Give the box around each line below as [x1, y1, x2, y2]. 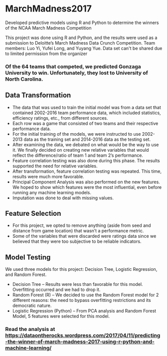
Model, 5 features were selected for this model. [12, 313, 110, 319]
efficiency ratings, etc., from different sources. [12, 115, 108, 121]
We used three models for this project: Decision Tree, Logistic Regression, [5, 266, 158, 272]
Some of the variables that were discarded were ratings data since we [12, 233, 157, 239]
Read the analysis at [5, 326, 55, 333]
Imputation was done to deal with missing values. [12, 195, 114, 201]
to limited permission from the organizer [5, 51, 88, 57]
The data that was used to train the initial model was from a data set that [12, 104, 161, 110]
